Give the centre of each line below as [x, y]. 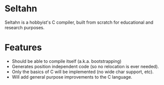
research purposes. [25, 27]
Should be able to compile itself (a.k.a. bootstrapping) [67, 61]
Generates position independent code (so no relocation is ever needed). [85, 66]
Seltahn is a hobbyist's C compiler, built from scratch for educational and [79, 22]
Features [23, 48]
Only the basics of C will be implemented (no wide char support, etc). [83, 72]
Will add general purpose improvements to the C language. [72, 77]
